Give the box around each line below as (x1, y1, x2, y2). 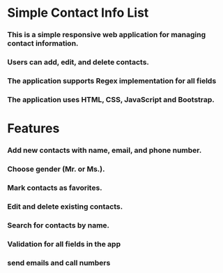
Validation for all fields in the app (7, 239, 121, 249)
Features (7, 121, 60, 137)
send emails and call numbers (7, 258, 111, 267)
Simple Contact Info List (7, 5, 149, 21)
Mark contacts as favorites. (7, 183, 102, 193)
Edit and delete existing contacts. (7, 201, 123, 211)
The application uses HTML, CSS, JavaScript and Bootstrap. (7, 94, 215, 104)
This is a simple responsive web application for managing (7, 30, 206, 40)
